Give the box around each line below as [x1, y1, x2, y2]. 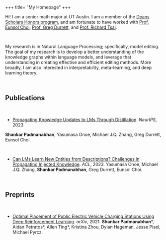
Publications [5, 94, 45, 102]
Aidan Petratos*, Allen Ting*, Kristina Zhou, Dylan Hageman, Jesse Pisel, [12, 224, 161, 230]
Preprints [5, 190, 35, 199]
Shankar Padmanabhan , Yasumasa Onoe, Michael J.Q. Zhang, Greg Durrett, [5, 131, 162, 137]
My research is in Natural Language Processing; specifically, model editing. [5, 44, 160, 49]
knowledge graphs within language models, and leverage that [5, 54, 132, 60]
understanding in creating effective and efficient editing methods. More [5, 60, 152, 65]
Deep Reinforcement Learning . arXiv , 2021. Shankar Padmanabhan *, [12, 218, 154, 225]
